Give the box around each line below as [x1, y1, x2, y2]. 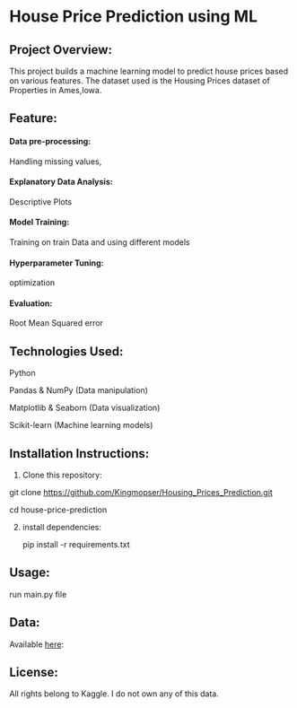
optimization [9, 277, 56, 288]
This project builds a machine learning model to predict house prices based [9, 66, 289, 76]
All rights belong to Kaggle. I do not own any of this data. [9, 688, 220, 699]
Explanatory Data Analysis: [9, 177, 114, 188]
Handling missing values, [9, 155, 102, 167]
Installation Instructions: [9, 446, 150, 461]
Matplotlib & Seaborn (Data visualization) [9, 402, 161, 414]
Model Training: [9, 217, 70, 228]
